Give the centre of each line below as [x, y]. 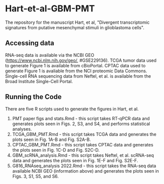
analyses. [22, 129]
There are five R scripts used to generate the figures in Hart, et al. [72, 109]
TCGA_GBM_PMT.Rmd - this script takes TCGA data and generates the [84, 134]
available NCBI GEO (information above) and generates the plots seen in [85, 171]
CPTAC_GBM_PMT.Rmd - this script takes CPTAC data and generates [83, 144]
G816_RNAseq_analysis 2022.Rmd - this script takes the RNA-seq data [84, 166]
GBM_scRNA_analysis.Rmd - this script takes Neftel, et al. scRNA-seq [83, 155]
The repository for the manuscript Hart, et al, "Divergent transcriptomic [77, 22]
